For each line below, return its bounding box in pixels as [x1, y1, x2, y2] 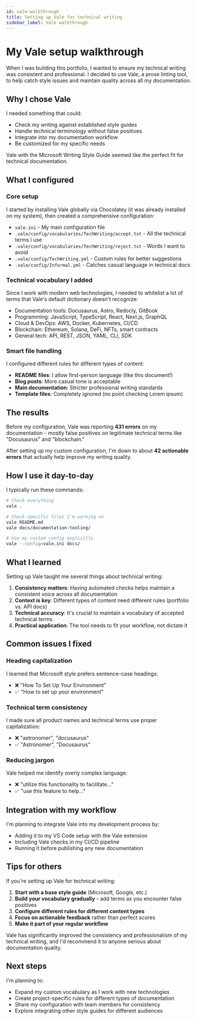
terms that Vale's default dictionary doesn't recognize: [6, 296, 139, 303]
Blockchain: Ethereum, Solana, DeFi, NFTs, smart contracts [14, 326, 158, 333]
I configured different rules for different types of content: [6, 360, 145, 368]
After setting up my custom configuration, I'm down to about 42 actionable [6, 447, 189, 454]
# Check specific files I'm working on [6, 514, 104, 520]
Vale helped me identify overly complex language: [6, 769, 128, 776]
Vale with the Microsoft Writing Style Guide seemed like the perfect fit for [6, 152, 184, 159]
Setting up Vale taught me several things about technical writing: [6, 573, 163, 580]
